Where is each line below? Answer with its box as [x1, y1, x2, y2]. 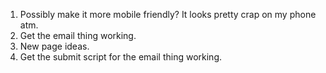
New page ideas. [19, 40, 90, 52]
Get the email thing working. [19, 30, 137, 41]
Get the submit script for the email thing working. [19, 51, 223, 63]
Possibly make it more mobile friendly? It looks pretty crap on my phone [19, 9, 317, 20]
